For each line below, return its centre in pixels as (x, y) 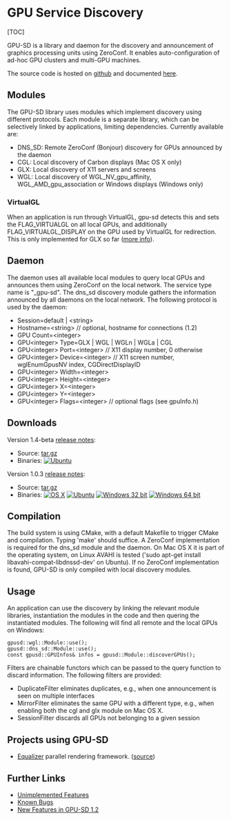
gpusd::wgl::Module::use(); (48, 643)
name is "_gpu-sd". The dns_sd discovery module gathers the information (112, 292)
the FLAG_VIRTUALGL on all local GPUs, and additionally (87, 225)
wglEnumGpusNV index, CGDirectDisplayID (79, 364)
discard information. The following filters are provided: (84, 675)
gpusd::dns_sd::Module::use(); (52, 649)
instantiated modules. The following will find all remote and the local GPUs (113, 623)
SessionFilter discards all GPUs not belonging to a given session (108, 718)
